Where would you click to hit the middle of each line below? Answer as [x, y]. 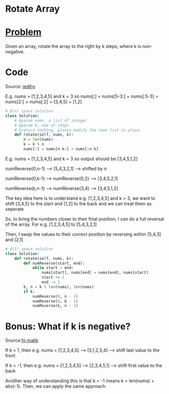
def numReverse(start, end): [54, 263]
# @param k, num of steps [42, 125]
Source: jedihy [20, 87]
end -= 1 [50, 282]
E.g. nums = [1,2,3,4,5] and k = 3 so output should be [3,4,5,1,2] [72, 159]
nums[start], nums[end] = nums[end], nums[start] [95, 273]
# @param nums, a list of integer [51, 120]
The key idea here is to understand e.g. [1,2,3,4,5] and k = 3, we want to [80, 198]
